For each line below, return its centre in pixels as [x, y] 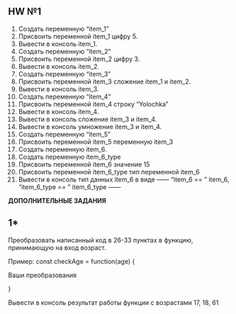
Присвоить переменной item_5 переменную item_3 [96, 142]
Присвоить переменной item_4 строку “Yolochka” [93, 104]
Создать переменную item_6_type [69, 157]
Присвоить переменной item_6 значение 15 [84, 164]
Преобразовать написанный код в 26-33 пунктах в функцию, [101, 240]
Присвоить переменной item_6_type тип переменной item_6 [109, 172]
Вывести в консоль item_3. [58, 89]
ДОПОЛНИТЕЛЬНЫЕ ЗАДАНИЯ [57, 201]
